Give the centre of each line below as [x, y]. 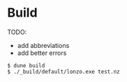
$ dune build [26, 65]
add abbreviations [43, 45]
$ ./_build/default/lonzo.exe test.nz [63, 72]
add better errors [42, 53]
